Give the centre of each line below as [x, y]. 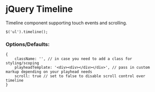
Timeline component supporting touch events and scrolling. [66, 23]
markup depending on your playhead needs [49, 72]
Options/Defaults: [28, 44]
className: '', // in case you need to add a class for [74, 59]
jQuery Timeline [39, 9]
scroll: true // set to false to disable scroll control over [80, 76]
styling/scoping [22, 63]
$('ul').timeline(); [27, 32]
